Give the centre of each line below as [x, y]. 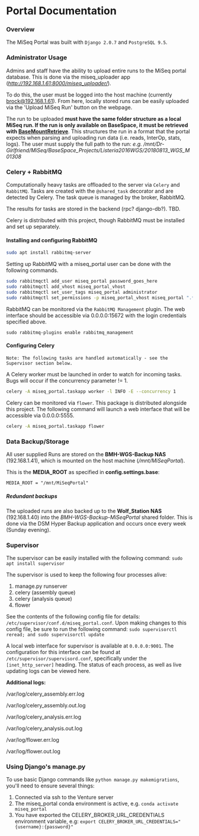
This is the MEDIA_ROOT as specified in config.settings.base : [83, 472]
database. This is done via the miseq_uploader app [68, 77]
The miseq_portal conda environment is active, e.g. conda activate [97, 803]
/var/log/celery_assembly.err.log [45, 694]
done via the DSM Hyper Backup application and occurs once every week [96, 523]
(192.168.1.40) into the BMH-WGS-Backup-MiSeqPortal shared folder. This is [99, 517]
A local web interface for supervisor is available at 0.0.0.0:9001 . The [90, 646]
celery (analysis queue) [43, 599]
